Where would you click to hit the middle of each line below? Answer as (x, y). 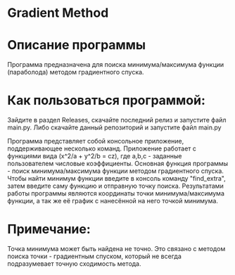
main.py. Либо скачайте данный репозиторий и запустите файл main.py (114, 127)
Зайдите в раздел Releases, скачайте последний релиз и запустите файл (117, 120)
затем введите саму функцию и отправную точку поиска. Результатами (115, 186)
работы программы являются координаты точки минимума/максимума (116, 193)
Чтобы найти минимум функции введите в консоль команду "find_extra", (117, 179)
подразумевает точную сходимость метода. (75, 264)
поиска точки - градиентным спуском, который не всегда (94, 256)
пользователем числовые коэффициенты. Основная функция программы (118, 164)
